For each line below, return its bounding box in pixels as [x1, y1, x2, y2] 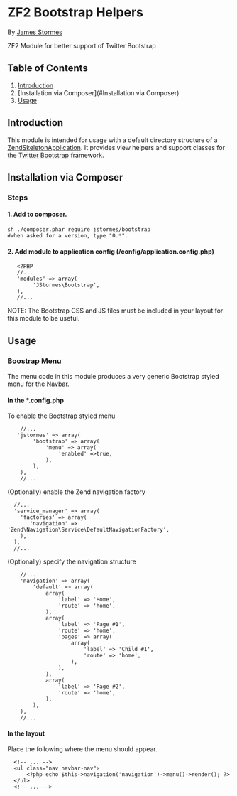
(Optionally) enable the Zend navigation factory [7, 488, 145, 496]
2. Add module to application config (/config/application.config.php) [7, 247, 215, 256]
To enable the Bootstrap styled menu [7, 412, 116, 420]
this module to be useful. [7, 314, 80, 323]
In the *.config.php [7, 396, 64, 404]
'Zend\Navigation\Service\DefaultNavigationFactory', [7, 527, 170, 534]
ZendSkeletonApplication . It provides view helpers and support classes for [7, 143, 226, 151]
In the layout [7, 729, 45, 738]
